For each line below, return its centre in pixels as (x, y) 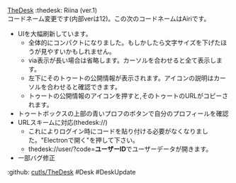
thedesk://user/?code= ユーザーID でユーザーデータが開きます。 (120, 149)
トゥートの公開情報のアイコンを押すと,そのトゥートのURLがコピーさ (128, 96)
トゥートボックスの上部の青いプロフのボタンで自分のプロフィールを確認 (123, 113)
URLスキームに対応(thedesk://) (62, 122)
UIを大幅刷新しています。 (55, 34)
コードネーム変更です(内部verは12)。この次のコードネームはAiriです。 (109, 18)
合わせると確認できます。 (84, 87)
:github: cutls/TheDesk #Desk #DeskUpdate (72, 172)
